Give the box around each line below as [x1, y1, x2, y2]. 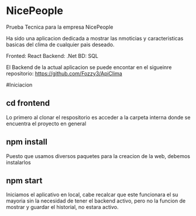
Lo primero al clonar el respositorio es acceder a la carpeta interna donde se [6, 114, 191, 121]
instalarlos [6, 159, 31, 166]
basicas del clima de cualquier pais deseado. [6, 41, 115, 48]
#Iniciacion [6, 81, 33, 88]
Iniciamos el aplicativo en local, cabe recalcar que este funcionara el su [6, 191, 178, 198]
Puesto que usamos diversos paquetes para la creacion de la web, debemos [6, 152, 190, 159]
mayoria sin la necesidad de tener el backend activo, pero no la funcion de [6, 197, 186, 204]
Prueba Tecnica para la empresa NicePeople [6, 23, 114, 30]
